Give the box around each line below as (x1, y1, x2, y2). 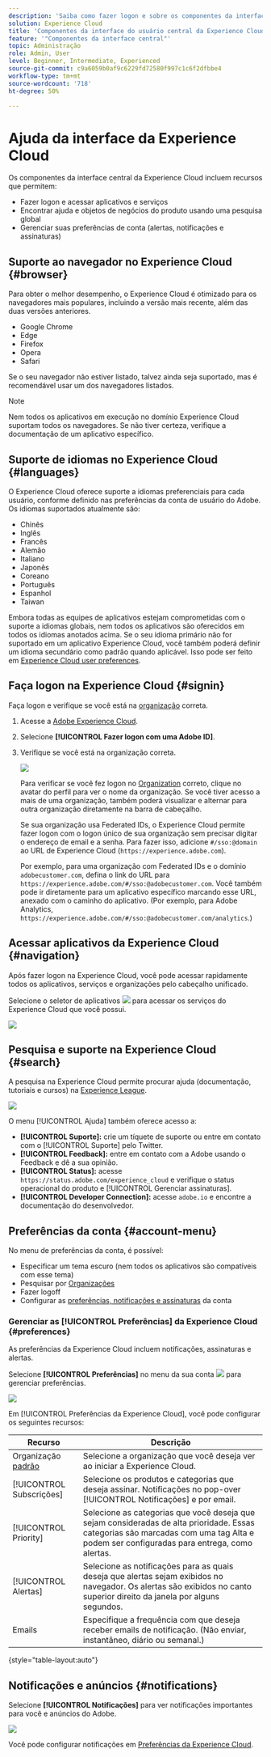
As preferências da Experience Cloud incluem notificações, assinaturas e (8, 1344, 252, 1354)
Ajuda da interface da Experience (8, 129, 236, 147)
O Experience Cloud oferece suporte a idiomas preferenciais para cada (8, 486, 245, 496)
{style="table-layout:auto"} (8, 1655, 98, 1665)
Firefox (19, 339, 44, 349)
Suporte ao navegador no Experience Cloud (8, 255, 232, 269)
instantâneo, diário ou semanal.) (83, 1635, 205, 1646)
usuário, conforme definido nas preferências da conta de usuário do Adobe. (8, 495, 261, 505)
